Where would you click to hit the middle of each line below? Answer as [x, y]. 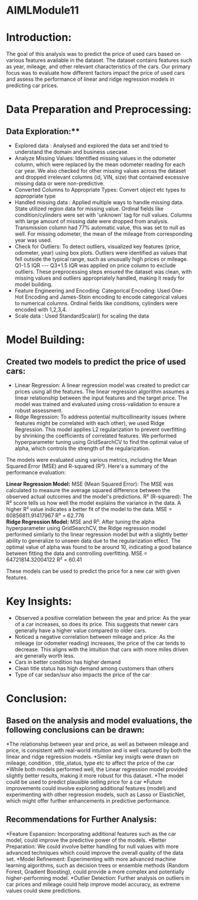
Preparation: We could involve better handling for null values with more [92, 846]
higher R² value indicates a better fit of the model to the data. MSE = [89, 509]
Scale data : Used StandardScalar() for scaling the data [82, 316]
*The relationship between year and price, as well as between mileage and [98, 744]
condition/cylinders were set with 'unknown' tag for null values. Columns [103, 215]
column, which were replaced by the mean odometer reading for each [100, 164]
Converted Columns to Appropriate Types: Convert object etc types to [100, 190]
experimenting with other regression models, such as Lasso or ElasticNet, [96, 795]
